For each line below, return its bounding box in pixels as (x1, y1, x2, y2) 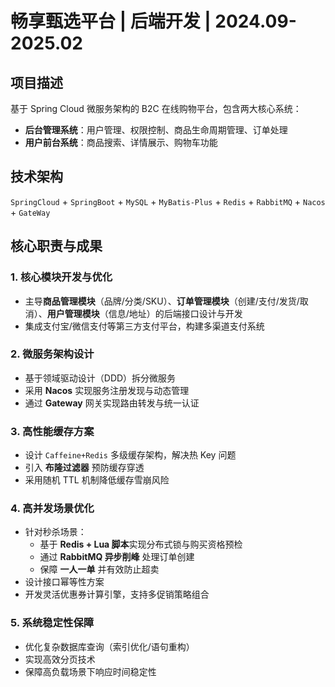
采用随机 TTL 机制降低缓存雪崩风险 (24, 474, 170, 486)
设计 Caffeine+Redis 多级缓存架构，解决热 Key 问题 (24, 449, 237, 461)
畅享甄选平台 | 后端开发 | (10, 10, 212, 33)
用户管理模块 (46, 307, 100, 319)
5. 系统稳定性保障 (10, 616, 95, 630)
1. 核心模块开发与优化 (10, 270, 113, 284)
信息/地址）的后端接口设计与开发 (108, 307, 243, 319)
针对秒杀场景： (24, 526, 87, 538)
